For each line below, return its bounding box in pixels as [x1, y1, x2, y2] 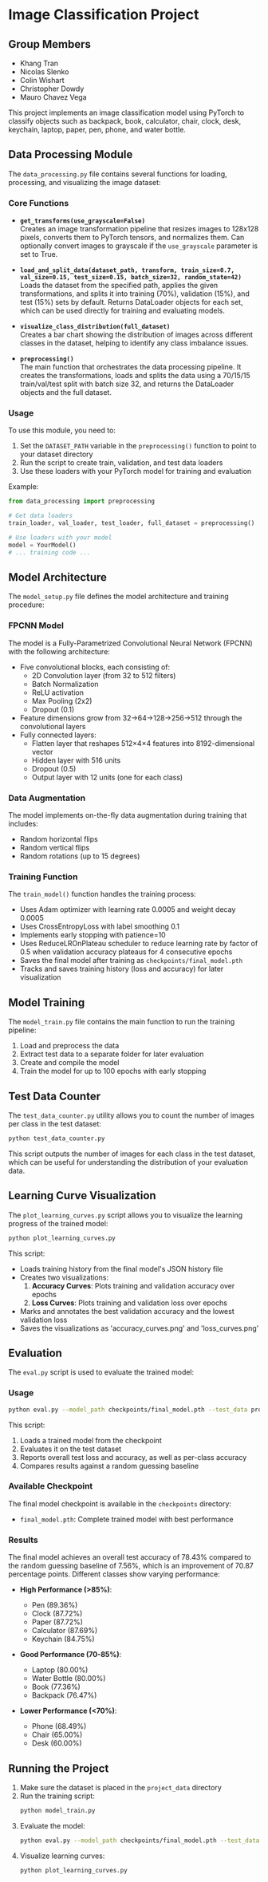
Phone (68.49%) [31, 1722, 87, 1731]
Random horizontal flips [19, 834, 98, 844]
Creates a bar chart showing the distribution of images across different [19, 329, 254, 340]
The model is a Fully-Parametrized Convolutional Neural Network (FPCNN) [8, 638, 253, 648]
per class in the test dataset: [8, 1119, 102, 1128]
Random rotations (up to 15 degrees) [19, 851, 140, 861]
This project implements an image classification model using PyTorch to [8, 108, 245, 117]
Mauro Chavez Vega [19, 93, 87, 101]
